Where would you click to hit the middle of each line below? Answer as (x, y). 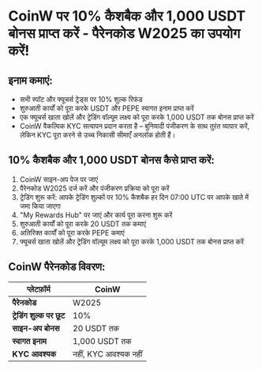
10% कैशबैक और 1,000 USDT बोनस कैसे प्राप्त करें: (112, 160)
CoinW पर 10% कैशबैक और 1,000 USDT (127, 16)
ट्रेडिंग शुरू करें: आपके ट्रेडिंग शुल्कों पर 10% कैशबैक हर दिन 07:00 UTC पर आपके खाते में (134, 197)
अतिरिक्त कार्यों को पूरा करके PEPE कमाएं (72, 232)
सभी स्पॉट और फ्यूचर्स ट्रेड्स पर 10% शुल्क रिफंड (81, 99)
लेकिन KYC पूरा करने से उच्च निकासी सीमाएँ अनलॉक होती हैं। (97, 135)
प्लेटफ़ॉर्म (38, 289)
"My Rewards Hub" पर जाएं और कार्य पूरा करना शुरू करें (96, 215)
